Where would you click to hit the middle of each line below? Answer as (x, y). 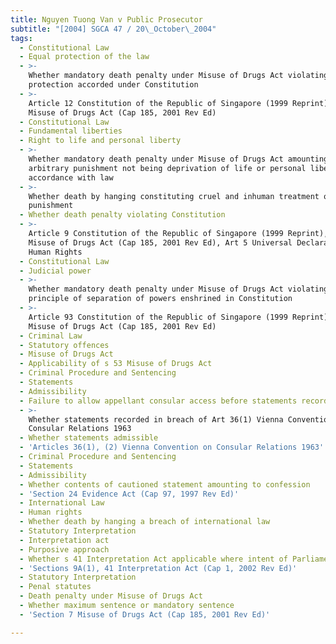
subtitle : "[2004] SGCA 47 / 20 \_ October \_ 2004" (113, 29)
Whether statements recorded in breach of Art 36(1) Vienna (156, 419)
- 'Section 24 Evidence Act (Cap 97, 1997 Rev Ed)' (129, 494)
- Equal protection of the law (84, 57)
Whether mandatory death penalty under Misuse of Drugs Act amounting (178, 159)
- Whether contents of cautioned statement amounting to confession (165, 484)
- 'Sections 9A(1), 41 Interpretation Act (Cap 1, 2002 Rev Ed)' (158, 568)
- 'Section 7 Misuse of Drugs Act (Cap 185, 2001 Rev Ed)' (145, 614)
